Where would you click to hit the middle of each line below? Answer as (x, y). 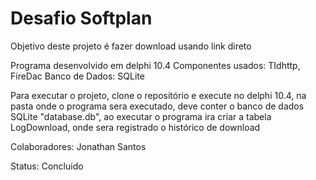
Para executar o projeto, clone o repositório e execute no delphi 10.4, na (158, 95)
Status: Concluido (47, 166)
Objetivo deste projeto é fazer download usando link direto (131, 46)
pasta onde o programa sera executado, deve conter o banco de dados (157, 106)
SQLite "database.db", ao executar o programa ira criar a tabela (141, 116)
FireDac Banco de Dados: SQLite (77, 76)
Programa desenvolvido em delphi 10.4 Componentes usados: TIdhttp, (155, 65)
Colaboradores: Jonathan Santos (78, 146)
